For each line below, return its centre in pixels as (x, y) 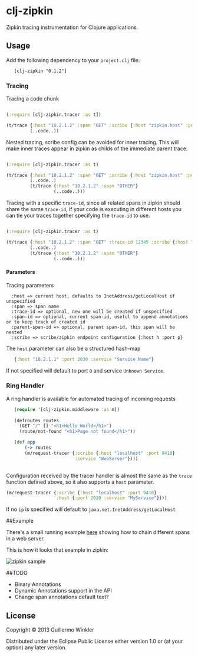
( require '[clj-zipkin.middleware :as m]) (67, 409)
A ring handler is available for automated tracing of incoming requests (91, 399)
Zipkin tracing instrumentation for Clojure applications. (72, 27)
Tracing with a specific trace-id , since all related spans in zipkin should (93, 203)
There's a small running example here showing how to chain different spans (98, 532)
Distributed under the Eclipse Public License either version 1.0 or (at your (95, 641)
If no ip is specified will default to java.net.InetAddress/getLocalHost (91, 509)
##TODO (17, 573)
